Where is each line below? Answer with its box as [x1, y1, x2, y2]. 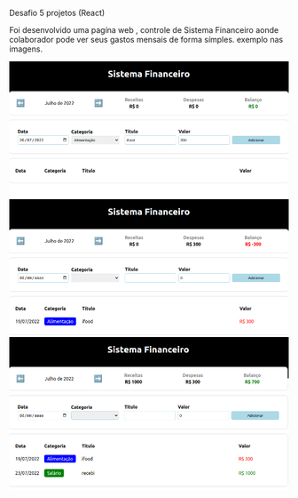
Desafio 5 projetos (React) [9, 8, 106, 18]
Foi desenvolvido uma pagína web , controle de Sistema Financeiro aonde [9, 25, 279, 35]
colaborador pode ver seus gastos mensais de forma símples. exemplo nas [9, 35, 284, 44]
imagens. [9, 44, 43, 54]
